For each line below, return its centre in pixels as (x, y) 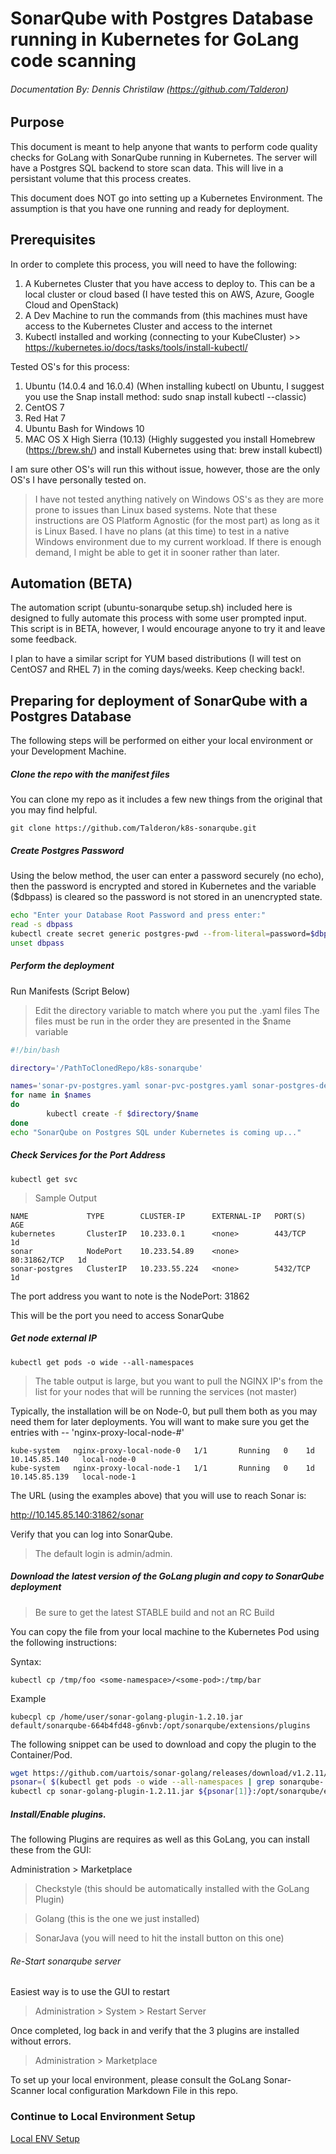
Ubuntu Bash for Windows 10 (84, 428)
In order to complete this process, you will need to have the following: (154, 264)
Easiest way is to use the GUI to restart (90, 1992)
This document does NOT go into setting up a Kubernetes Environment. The (166, 198)
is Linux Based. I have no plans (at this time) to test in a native (162, 531)
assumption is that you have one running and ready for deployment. (150, 208)
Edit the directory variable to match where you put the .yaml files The (177, 1010)
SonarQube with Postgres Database (162, 18)
